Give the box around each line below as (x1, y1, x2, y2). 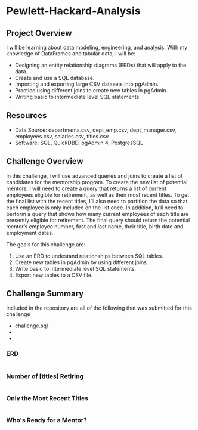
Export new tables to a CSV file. (14, 271, 93, 279)
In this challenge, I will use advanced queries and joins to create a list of (6, 172, 183, 180)
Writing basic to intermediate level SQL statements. (14, 94, 141, 100)
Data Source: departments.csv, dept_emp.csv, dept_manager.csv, (14, 126, 177, 134)
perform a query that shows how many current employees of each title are (6, 210, 189, 217)
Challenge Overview (6, 156, 83, 166)
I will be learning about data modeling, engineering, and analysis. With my (6, 44, 188, 51)
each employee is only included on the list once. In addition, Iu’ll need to (6, 204, 184, 211)
